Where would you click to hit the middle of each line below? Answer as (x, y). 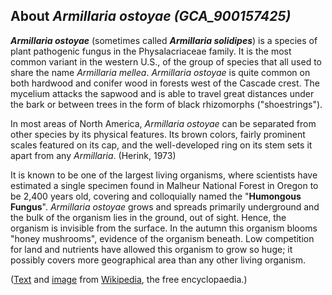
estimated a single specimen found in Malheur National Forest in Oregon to (164, 185)
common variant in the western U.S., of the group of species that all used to (166, 61)
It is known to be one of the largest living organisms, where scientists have (164, 175)
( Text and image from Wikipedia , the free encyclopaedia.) (129, 279)
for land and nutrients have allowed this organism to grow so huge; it (151, 249)
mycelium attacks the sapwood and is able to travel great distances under (162, 93)
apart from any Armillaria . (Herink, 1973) (93, 155)
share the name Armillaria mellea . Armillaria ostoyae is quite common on (160, 72)
